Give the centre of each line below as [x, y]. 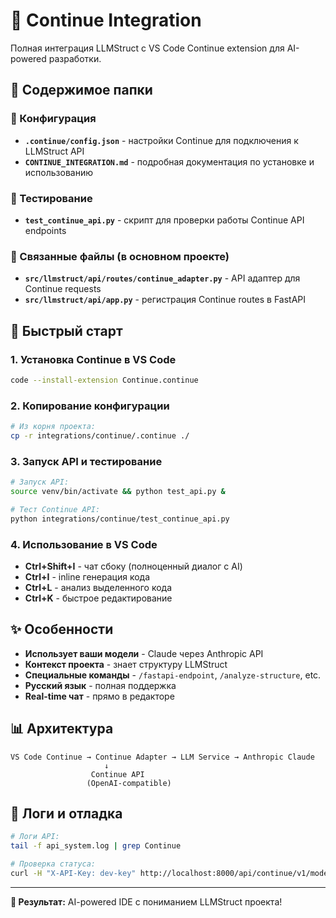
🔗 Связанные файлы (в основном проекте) [120, 256]
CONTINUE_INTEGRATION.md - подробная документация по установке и [169, 161]
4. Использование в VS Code [84, 544]
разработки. [75, 58]
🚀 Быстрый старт [66, 330]
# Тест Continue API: [55, 509]
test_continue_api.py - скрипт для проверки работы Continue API [164, 220]
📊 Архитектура [62, 729]
